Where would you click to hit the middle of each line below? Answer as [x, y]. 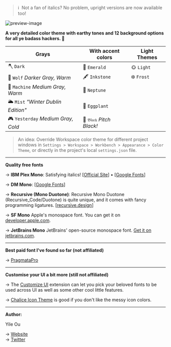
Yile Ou [13, 324]
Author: [14, 314]
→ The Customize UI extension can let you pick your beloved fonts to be [81, 285]
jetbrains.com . [20, 235]
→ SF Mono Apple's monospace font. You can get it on [63, 215]
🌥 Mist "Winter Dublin [35, 102]
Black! [90, 125]
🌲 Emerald [94, 67]
